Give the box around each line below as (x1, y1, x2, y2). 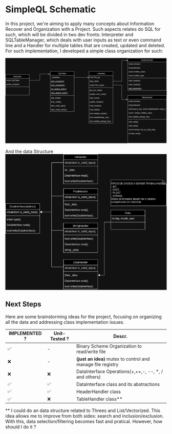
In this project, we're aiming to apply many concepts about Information (5, 20, 155, 27)
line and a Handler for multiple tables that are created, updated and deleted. (5, 42, 165, 48)
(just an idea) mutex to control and (76, 356, 150, 362)
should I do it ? (5, 424, 36, 430)
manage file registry (76, 361, 119, 367)
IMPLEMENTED (8, 330, 42, 337)
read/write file (76, 348, 106, 355)
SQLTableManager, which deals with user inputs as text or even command (5, 37, 161, 43)
